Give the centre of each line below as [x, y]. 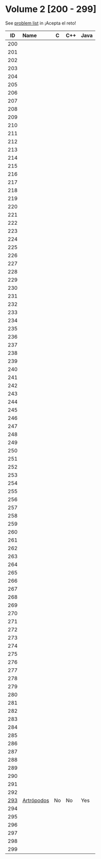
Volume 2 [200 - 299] [51, 9]
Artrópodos [36, 800]
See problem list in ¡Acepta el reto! [41, 23]
